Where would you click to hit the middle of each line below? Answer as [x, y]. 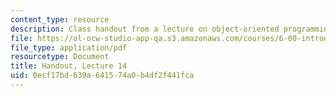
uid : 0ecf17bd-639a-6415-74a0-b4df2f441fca [102, 76]
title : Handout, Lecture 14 [69, 66]
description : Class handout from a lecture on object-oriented [145, 29]
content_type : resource [60, 19]
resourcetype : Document [60, 57]
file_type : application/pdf [69, 47]
